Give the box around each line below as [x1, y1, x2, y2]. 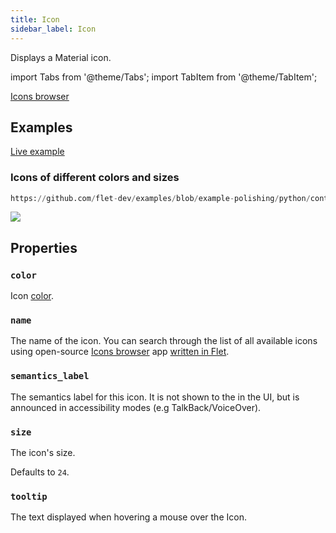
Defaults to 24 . [10, 466, 70, 478]
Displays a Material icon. [10, 51, 112, 63]
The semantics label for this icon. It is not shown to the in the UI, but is [10, 391, 300, 403]
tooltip [10, 491, 48, 502]
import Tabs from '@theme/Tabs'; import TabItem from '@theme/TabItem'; [10, 71, 318, 83]
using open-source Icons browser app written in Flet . [10, 346, 230, 358]
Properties [10, 239, 78, 256]
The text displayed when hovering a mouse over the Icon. [10, 511, 247, 523]
